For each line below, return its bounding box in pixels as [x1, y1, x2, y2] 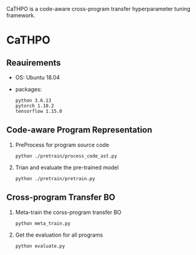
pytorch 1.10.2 [15, 103, 55, 109]
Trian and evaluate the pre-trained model [15, 164, 119, 171]
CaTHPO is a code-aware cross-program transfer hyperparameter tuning [6, 6, 191, 12]
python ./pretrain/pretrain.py [15, 175, 96, 181]
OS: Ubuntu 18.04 [15, 74, 60, 81]
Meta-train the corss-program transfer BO [15, 208, 122, 216]
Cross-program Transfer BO [6, 192, 115, 203]
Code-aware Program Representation [6, 125, 153, 135]
